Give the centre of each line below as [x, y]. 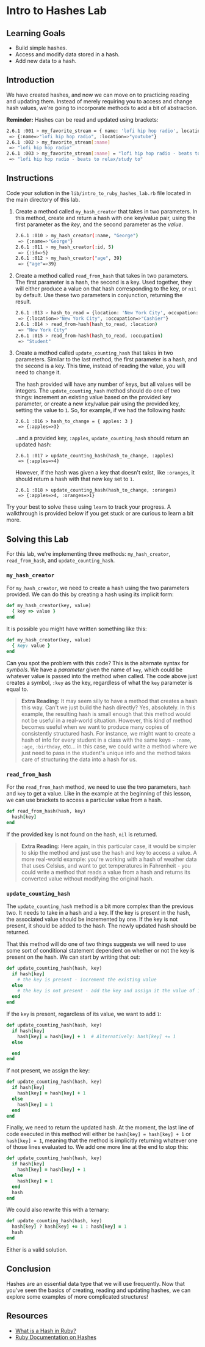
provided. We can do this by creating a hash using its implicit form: [90, 594]
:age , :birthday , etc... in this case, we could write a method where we [109, 746]
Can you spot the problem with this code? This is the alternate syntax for [98, 663]
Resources [27, 1316]
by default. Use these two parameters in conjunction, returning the [99, 295]
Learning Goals [36, 33]
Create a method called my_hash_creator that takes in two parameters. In [106, 211]
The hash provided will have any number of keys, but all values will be [103, 384]
